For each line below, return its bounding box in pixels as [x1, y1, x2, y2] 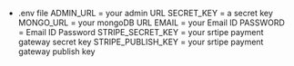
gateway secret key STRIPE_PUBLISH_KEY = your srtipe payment [17, 36, 264, 47]
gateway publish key [17, 46, 96, 57]
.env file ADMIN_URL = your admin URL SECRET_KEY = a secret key [17, 8, 273, 18]
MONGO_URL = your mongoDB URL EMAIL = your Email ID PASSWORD [17, 17, 285, 28]
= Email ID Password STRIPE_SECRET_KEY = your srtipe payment [17, 27, 264, 37]
